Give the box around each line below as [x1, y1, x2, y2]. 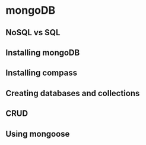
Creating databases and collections [5, 88, 140, 98]
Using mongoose [5, 129, 70, 139]
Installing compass [5, 68, 78, 78]
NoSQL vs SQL [5, 27, 61, 38]
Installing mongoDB [5, 47, 80, 57]
